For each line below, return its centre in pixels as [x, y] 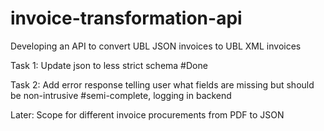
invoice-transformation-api [126, 18]
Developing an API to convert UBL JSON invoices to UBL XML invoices [156, 46]
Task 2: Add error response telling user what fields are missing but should [162, 84]
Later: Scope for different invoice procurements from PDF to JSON [147, 114]
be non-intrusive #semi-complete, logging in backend [121, 95]
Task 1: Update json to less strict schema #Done [109, 65]
